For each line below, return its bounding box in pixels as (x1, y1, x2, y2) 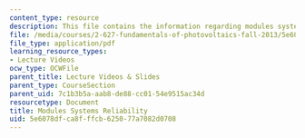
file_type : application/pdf (9, 38, 116, 48)
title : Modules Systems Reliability (9, 106, 148, 115)
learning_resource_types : (9, 47, 107, 56)
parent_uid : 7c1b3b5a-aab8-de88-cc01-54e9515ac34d (9, 89, 205, 98)
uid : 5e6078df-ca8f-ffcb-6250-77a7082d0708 (9, 114, 177, 123)
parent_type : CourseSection (9, 81, 116, 90)
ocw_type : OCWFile (9, 64, 79, 74)
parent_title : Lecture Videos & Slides (9, 73, 161, 82)
